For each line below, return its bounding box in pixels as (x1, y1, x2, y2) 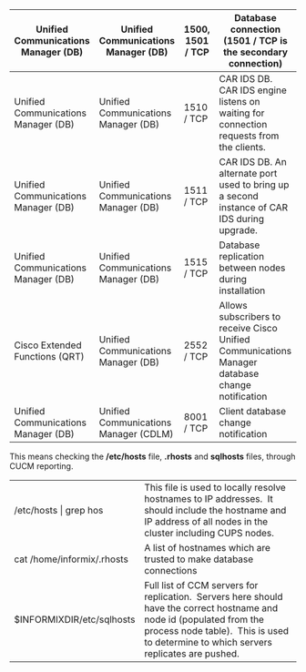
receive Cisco (219, 322, 278, 334)
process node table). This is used (144, 625, 290, 636)
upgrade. (219, 224, 258, 236)
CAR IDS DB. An (219, 156, 287, 168)
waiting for (219, 107, 265, 119)
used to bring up (219, 178, 290, 190)
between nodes (219, 261, 286, 274)
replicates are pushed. (144, 647, 240, 659)
